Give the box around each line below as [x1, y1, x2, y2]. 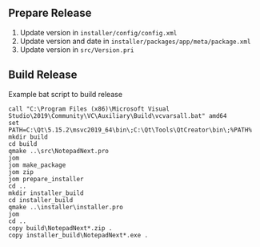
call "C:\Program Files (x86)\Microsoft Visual [8, 104, 170, 113]
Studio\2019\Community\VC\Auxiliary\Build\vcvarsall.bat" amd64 [8, 111, 227, 119]
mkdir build [8, 132, 48, 141]
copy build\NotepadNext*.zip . [8, 224, 113, 232]
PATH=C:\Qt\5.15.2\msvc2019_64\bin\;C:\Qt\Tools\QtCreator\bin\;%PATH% [8, 126, 252, 134]
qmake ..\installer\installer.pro [8, 203, 124, 211]
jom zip [8, 168, 34, 176]
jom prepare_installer [8, 175, 84, 183]
